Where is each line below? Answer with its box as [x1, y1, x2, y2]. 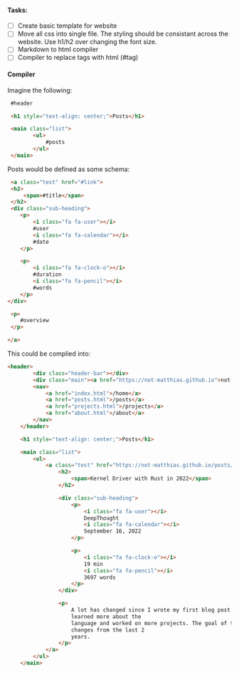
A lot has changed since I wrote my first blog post [70, 607, 231, 614]
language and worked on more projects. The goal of [70, 620, 228, 627]
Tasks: [7, 6, 28, 14]
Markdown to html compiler [17, 45, 99, 53]
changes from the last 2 [70, 626, 144, 634]
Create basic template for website [17, 21, 117, 30]
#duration [33, 271, 62, 278]
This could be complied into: [7, 349, 91, 358]
